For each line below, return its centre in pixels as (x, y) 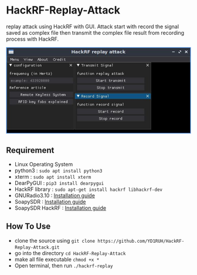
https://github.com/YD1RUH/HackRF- (141, 241)
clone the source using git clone (55, 240)
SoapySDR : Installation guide (50, 202)
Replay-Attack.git (37, 247)
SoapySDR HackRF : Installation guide (60, 208)
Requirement (30, 150)
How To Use (28, 227)
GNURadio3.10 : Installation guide (55, 196)
